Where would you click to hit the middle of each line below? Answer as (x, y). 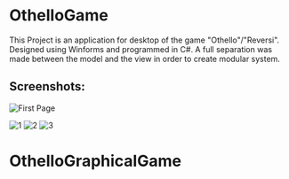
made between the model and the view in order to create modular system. (144, 58)
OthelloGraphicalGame (96, 161)
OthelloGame (59, 16)
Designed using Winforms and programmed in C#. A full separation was (141, 49)
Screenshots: (48, 86)
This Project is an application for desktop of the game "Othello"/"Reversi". (144, 40)
